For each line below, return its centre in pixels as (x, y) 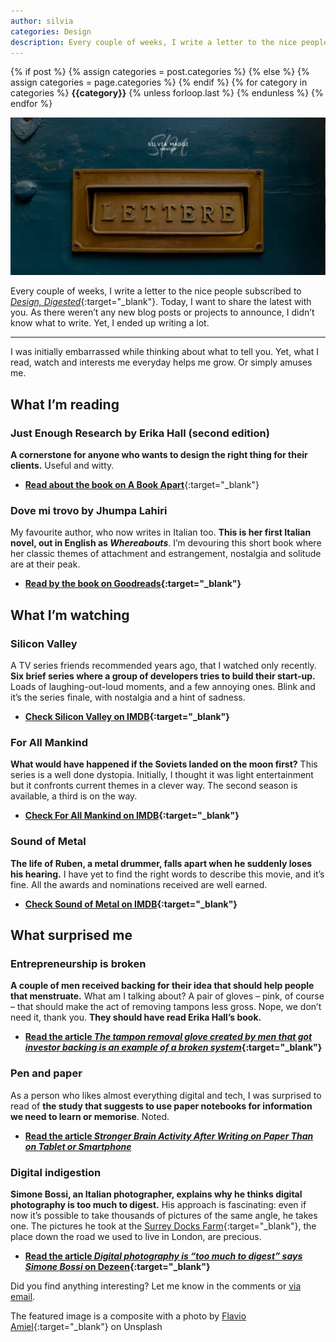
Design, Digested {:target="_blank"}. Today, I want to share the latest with (161, 302)
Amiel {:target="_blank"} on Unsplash (86, 1326)
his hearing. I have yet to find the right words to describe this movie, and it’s (167, 874)
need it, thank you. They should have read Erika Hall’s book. (136, 1017)
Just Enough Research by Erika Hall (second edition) (140, 433)
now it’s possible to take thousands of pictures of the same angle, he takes (164, 1215)
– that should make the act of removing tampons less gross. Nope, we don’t (166, 1007)
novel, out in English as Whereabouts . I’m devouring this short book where (166, 543)
